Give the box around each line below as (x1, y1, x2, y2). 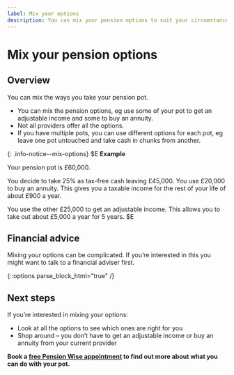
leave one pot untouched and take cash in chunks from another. (17, 136, 201, 144)
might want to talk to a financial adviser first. (7, 259, 134, 267)
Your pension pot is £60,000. (7, 163, 91, 171)
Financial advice (7, 232, 80, 244)
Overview (7, 75, 51, 86)
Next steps (7, 292, 56, 304)
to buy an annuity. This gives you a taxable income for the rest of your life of (7, 184, 226, 192)
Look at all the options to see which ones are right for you (17, 324, 183, 332)
